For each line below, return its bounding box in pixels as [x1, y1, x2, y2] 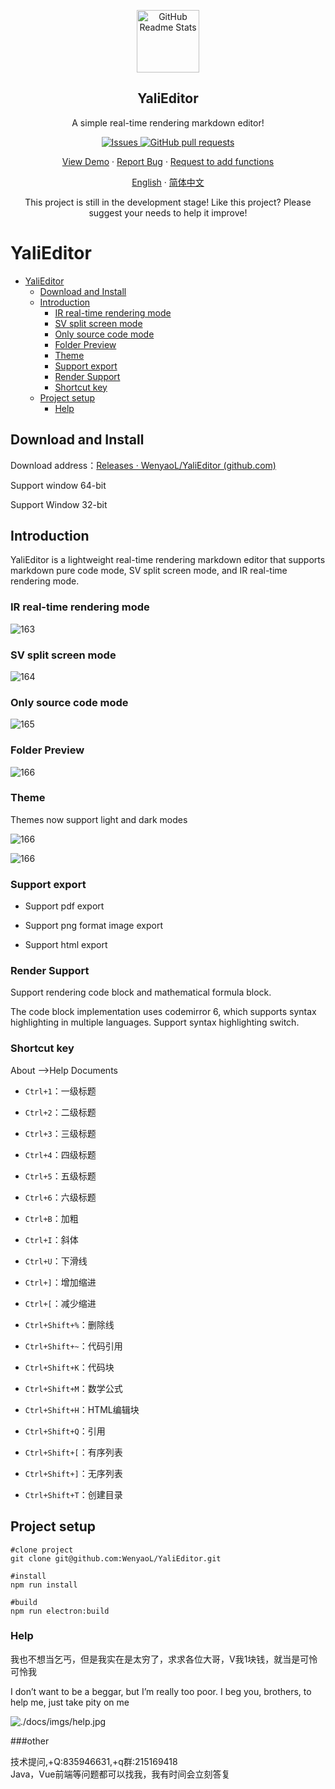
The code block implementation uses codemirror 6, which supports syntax [10, 1006, 317, 1018]
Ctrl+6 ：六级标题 [24, 1191, 97, 1203]
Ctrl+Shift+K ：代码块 [24, 1361, 115, 1373]
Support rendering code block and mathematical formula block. [10, 986, 272, 999]
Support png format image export [24, 920, 163, 932]
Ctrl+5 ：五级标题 [24, 1170, 97, 1182]
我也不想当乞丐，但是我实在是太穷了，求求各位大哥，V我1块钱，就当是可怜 [10, 1653, 318, 1665]
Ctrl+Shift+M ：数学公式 [24, 1382, 123, 1394]
